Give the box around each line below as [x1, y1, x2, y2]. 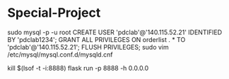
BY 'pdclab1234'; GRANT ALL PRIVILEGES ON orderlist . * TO [7, 35, 186, 43]
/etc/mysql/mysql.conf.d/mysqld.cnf [7, 50, 113, 59]
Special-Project [7, 5, 101, 21]
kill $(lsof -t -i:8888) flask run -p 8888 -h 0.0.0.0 [7, 64, 149, 72]
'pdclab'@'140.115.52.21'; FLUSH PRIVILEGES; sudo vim [7, 43, 170, 51]
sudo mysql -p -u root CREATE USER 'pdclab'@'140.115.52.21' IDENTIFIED [7, 28, 223, 36]
